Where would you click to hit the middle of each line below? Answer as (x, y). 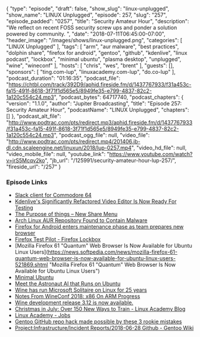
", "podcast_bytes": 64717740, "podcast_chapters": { (119, 97)
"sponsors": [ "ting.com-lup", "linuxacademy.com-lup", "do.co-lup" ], (91, 72)
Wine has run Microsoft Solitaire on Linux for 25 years (81, 290)
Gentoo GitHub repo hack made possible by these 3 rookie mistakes (98, 322)
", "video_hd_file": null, (159, 148)
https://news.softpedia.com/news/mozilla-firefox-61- (112, 252)
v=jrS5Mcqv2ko (26, 160)
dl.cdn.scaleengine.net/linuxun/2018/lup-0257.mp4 (69, 148)
